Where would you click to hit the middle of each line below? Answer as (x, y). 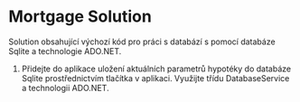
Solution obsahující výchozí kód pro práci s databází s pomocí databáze (142, 42)
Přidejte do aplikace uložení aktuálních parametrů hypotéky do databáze (156, 69)
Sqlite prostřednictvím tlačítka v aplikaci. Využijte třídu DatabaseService (155, 78)
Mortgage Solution (80, 17)
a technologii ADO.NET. (65, 88)
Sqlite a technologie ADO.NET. (65, 51)
